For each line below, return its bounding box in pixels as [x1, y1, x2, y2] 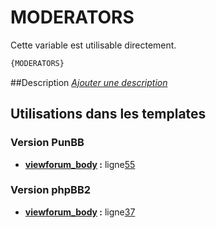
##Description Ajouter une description [10, 76, 168, 88]
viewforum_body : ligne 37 [24, 206, 136, 218]
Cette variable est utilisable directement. [10, 39, 177, 51]
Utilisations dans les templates [10, 106, 207, 123]
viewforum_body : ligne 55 [24, 158, 136, 170]
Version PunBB [10, 136, 85, 150]
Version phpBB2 [10, 183, 92, 197]
